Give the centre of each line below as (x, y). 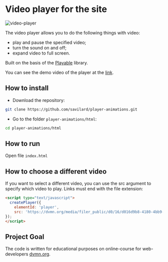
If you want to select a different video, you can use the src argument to (78, 183)
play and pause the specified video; (49, 42)
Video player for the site (56, 9)
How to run (23, 143)
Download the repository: (38, 100)
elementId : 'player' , (36, 207)
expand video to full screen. (41, 53)
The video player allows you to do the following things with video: (72, 32)
